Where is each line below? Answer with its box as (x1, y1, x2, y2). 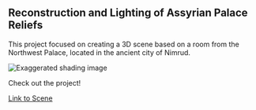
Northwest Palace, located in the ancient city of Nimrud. (8, 47, 191, 57)
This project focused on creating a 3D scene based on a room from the (8, 39, 239, 49)
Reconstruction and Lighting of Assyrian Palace (8, 6, 248, 20)
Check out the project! (8, 78, 81, 87)
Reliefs (8, 19, 43, 32)
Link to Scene (8, 93, 53, 103)
